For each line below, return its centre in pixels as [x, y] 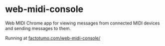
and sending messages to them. [38, 28]
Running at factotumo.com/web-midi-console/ [53, 38]
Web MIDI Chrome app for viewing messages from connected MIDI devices [83, 23]
